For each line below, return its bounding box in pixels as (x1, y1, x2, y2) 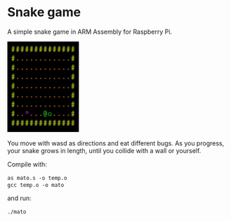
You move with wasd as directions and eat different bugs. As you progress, (7, 138, 225, 148)
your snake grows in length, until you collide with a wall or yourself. (7, 146, 202, 155)
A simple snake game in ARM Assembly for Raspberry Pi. (7, 27, 173, 36)
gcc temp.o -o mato (7, 181, 65, 188)
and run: (7, 194, 32, 202)
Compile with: (7, 159, 48, 169)
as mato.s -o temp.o (7, 174, 68, 181)
